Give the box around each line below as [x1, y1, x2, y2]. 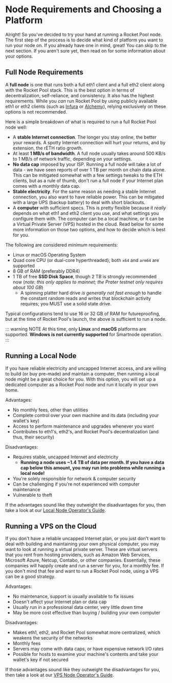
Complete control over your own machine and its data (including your [12, 412, 159, 418]
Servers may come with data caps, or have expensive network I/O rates [12, 646, 164, 652]
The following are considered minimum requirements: [5, 241, 118, 248]
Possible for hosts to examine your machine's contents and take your [12, 651, 159, 657]
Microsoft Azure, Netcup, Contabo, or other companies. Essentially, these [5, 557, 161, 563]
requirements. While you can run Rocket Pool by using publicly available [5, 98, 158, 104]
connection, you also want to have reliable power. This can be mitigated [12, 193, 164, 200]
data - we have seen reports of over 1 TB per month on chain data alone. [12, 166, 166, 172]
